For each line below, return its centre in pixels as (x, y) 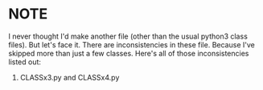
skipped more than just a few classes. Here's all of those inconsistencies (129, 53)
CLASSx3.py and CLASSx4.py (70, 77)
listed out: (25, 62)
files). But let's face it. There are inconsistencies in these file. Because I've (131, 44)
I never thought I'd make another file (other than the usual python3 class (128, 36)
